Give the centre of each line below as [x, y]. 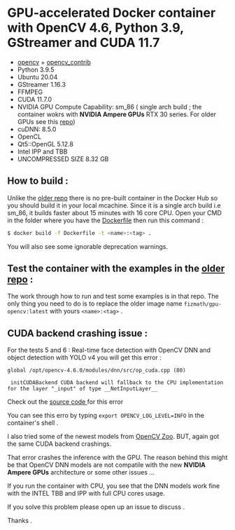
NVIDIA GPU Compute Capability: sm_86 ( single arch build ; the [109, 107]
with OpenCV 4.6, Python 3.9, [95, 28]
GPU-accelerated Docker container [112, 13]
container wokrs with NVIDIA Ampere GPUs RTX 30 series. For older [117, 114]
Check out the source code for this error [65, 402]
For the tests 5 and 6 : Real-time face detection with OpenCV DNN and [109, 350]
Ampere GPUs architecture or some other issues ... [81, 473]
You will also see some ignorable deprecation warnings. [88, 246]
